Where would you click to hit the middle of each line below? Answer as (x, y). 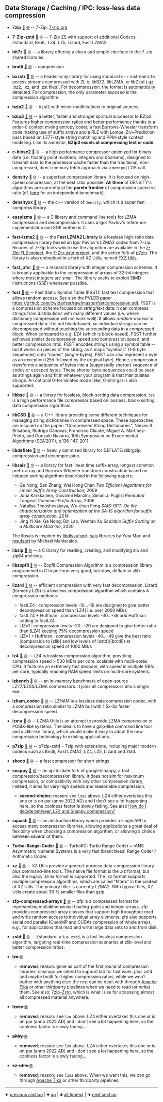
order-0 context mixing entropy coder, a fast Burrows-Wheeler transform (85, 127)
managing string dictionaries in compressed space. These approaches (82, 420)
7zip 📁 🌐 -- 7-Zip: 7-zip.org (40, 27)
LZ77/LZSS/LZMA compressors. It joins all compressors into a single (81, 686)
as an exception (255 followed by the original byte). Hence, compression (85, 359)
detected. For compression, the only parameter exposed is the (74, 92)
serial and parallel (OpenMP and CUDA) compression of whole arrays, (82, 922)
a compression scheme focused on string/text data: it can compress (80, 308)
